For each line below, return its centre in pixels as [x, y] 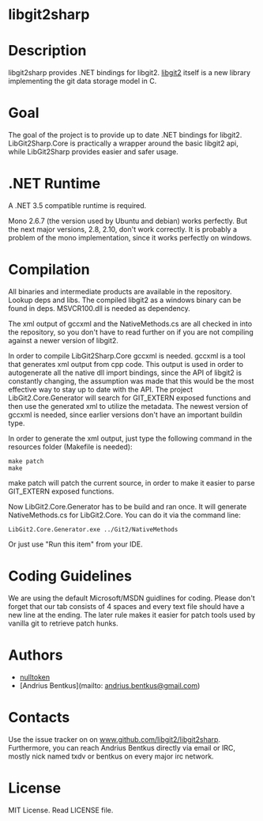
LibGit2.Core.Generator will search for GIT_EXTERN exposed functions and [130, 398]
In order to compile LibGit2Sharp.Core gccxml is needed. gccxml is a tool [127, 356]
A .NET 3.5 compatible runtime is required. [77, 206]
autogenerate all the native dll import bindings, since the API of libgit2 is [125, 373]
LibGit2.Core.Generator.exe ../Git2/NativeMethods [93, 529]
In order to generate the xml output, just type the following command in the [130, 438]
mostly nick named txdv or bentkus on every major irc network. [111, 756]
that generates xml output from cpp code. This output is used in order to [126, 364]
